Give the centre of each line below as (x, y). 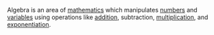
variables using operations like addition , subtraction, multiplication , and (108, 17)
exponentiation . (29, 24)
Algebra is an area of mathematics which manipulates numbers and (102, 10)
